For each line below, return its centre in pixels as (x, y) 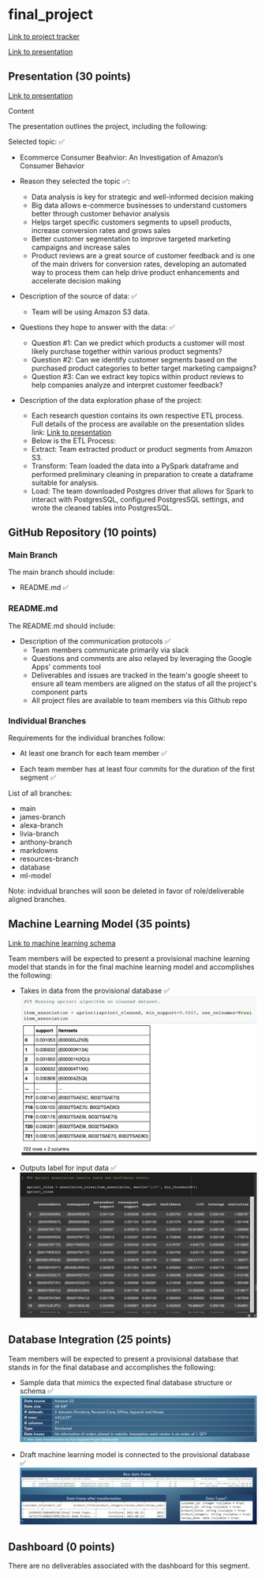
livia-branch (39, 834)
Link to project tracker (44, 36)
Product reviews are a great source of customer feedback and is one (143, 255)
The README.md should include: (62, 626)
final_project (50, 15)
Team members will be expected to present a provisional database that (123, 1358)
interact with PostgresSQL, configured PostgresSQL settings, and (138, 499)
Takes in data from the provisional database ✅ (95, 990)
